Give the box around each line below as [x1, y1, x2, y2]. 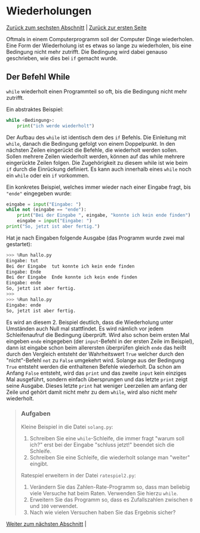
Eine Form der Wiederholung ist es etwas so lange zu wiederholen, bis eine [6, 42, 192, 49]
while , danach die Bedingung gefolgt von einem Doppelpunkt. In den [6, 140, 176, 147]
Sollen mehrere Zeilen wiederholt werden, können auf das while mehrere [6, 152, 185, 160]
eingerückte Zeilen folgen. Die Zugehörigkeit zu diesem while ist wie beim [6, 159, 188, 166]
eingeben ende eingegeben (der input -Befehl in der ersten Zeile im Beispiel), [6, 338, 194, 345]
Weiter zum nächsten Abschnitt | [6, 520, 87, 527]
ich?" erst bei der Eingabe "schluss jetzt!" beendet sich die [29, 441, 175, 448]
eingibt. [29, 460, 49, 467]
